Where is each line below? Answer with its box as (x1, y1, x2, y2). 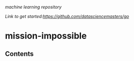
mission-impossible (5, 30, 87, 42)
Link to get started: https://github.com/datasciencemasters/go (5, 14, 130, 19)
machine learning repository (5, 4, 62, 10)
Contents (5, 49, 34, 58)
